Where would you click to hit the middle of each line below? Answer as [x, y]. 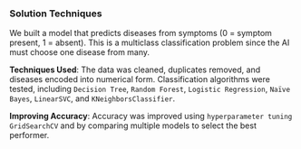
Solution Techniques [56, 14]
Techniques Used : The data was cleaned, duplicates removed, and [135, 70]
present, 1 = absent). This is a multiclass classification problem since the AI [150, 42]
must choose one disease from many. [80, 52]
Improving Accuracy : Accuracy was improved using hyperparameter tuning [151, 116]
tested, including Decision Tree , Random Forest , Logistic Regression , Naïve [150, 89]
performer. [29, 135]
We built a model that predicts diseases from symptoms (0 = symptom [141, 33]
